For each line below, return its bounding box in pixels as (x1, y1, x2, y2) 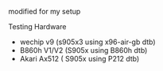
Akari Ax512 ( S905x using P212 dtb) (19, 54, 140, 63)
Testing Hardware (8, 22, 67, 31)
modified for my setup (8, 7, 81, 16)
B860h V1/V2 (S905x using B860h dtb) (19, 46, 148, 54)
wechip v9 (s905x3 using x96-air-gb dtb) (19, 37, 157, 47)
